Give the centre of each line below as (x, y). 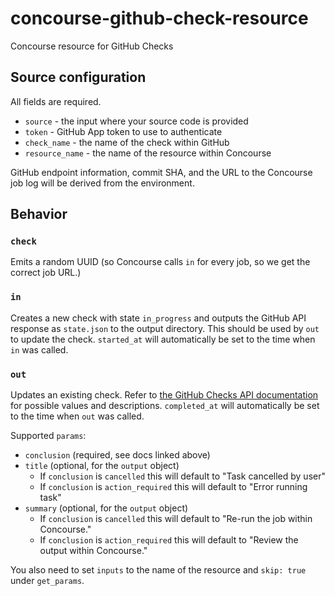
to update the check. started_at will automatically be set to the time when (163, 339)
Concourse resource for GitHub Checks (92, 46)
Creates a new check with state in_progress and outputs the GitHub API (158, 318)
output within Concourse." (93, 551)
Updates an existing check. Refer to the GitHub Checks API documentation (164, 395)
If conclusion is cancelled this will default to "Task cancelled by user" (182, 476)
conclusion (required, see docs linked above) (117, 455)
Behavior (39, 214)
